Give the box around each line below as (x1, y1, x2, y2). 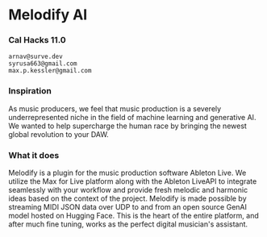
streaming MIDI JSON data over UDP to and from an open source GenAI (8, 202, 248, 212)
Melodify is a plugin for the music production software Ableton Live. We (8, 168, 247, 178)
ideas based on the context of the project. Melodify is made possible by (8, 193, 248, 203)
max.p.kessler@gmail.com (8, 67, 92, 75)
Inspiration (8, 85, 52, 97)
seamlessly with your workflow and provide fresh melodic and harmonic (8, 185, 248, 195)
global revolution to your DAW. (8, 129, 109, 139)
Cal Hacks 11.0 (8, 35, 66, 46)
